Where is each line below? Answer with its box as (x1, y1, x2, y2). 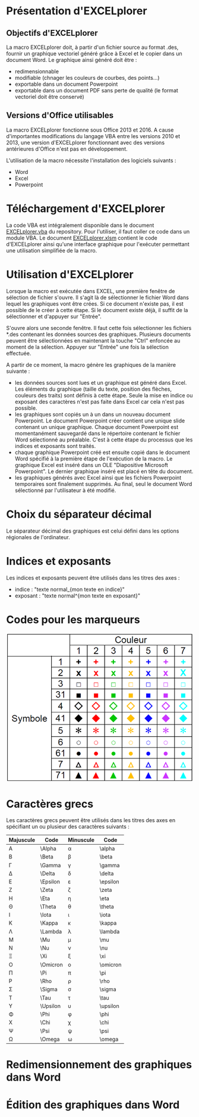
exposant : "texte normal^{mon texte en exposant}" (14, 592, 141, 599)
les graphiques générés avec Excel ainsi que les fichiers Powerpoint (14, 474, 182, 481)
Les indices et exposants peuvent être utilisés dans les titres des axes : (6, 574, 180, 581)
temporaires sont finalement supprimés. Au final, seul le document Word (14, 480, 192, 487)
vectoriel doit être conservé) (14, 94, 84, 100)
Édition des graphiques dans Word (6, 1098, 180, 1112)
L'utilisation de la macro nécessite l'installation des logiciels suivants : (6, 157, 176, 164)
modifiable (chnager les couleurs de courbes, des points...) (14, 74, 160, 81)
